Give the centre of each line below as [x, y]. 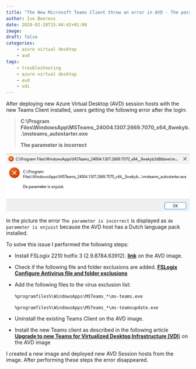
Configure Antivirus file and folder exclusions [71, 273]
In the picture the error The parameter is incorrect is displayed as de [90, 221]
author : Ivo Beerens [31, 18]
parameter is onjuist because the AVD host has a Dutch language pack [93, 227]
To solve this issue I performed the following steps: [67, 244]
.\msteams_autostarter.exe [54, 134]
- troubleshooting [39, 68]
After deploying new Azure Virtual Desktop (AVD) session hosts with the [93, 104]
